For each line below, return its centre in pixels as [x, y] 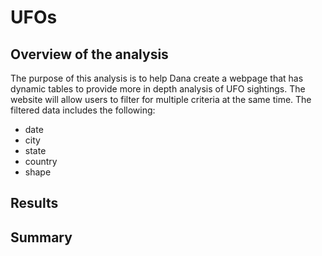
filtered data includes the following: [83, 110]
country [41, 161]
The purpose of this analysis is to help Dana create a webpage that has [157, 78]
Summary [41, 237]
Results [34, 203]
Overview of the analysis [89, 54]
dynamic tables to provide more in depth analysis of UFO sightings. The [158, 89]
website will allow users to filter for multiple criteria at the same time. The [161, 99]
